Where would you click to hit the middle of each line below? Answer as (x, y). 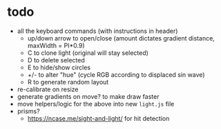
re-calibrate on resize (48, 89)
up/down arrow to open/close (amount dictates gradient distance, (121, 38)
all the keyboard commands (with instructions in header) (97, 31)
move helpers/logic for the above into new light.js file (96, 104)
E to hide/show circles (59, 67)
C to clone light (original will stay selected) (88, 53)
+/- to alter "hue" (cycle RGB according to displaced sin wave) (116, 74)
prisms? (28, 111)
